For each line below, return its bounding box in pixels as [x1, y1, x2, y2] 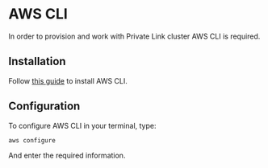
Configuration [8, 100, 81, 113]
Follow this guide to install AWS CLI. [8, 76, 128, 85]
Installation [8, 55, 66, 68]
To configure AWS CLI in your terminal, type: [8, 121, 157, 130]
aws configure [8, 136, 57, 145]
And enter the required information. [8, 150, 126, 160]
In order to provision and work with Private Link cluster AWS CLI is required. [8, 31, 261, 41]
